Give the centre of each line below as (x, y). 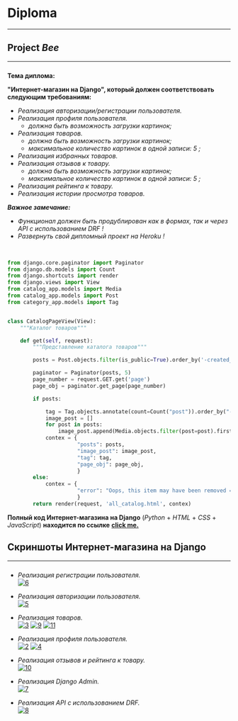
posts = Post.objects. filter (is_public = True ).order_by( (117, 360)
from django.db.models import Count (61, 269)
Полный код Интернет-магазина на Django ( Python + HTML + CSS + (112, 517)
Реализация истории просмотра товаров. (81, 194)
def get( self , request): (57, 341)
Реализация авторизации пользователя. (79, 596)
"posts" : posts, (101, 445)
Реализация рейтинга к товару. (65, 186)
